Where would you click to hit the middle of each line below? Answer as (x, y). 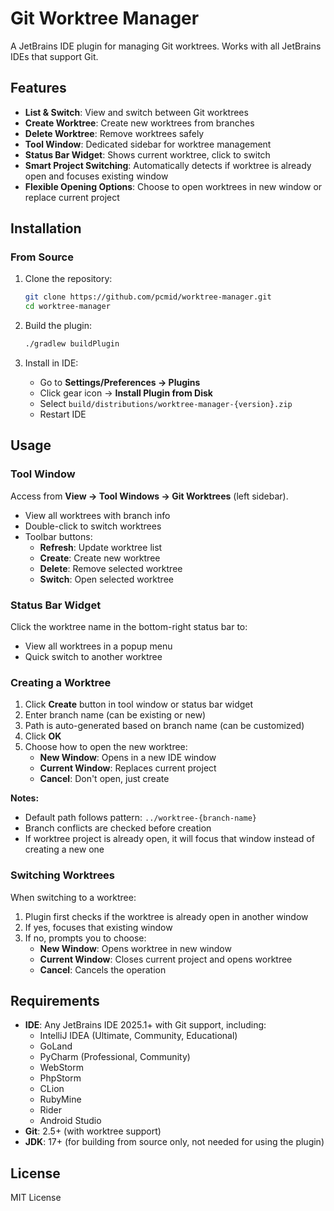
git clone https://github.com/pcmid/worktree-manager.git (148, 297)
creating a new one (64, 849)
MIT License (36, 1198)
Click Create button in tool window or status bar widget (139, 704)
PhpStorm (60, 1078)
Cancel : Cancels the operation (103, 969)
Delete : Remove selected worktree (111, 568)
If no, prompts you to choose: (85, 938)
